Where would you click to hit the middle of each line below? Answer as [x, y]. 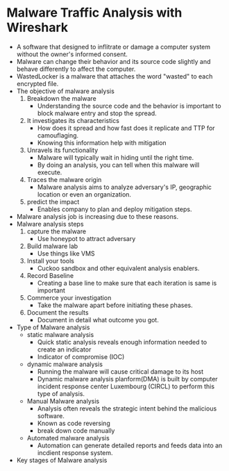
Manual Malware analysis [63, 401]
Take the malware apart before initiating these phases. [115, 305]
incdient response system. [75, 452]
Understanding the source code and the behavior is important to [129, 106]
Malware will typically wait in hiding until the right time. [116, 157]
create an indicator [64, 349]
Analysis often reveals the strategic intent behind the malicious [127, 408]
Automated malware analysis [68, 438]
